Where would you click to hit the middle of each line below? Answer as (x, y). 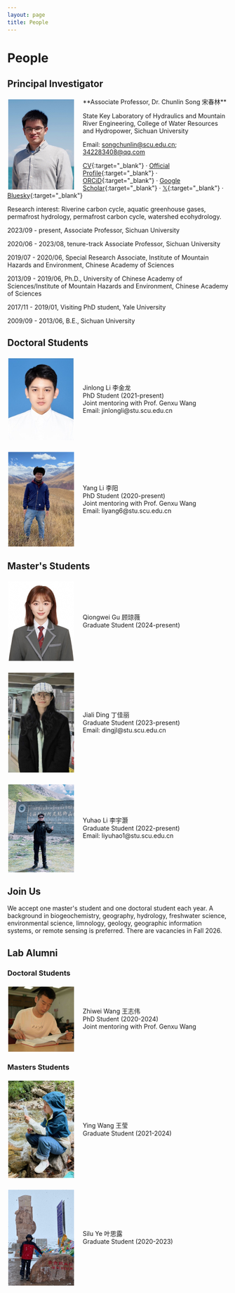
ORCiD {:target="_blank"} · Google (132, 180)
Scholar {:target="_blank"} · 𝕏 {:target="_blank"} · (153, 188)
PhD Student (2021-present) (124, 395)
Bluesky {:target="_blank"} (45, 195)
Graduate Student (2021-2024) (127, 1133)
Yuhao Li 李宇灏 (106, 820)
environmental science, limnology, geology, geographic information (105, 923)
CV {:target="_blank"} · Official (127, 165)
